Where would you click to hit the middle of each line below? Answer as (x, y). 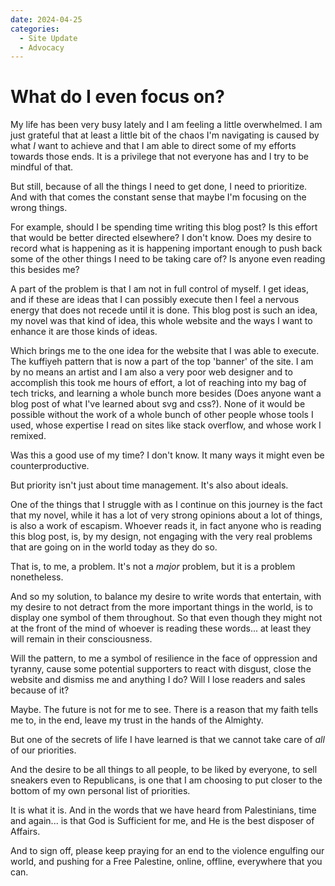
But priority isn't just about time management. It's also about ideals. (149, 485)
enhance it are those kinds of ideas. (84, 332)
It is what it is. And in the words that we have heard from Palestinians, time (163, 810)
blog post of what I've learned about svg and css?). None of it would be (158, 404)
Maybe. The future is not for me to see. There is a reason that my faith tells (164, 710)
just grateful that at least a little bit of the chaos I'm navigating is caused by (165, 135)
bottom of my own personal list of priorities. (100, 791)
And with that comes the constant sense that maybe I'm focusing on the (158, 197)
